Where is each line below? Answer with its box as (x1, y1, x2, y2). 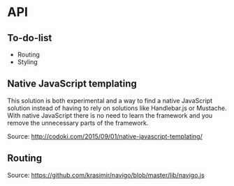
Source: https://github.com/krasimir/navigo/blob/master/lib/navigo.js (7, 171, 205, 179)
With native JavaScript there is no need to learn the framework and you (7, 111, 213, 119)
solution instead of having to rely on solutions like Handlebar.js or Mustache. (7, 104, 227, 112)
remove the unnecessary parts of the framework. (7, 118, 149, 127)
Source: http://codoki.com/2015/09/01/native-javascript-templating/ (7, 132, 203, 140)
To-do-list (7, 32, 52, 44)
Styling (17, 58, 38, 66)
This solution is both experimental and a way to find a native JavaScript (7, 96, 213, 104)
